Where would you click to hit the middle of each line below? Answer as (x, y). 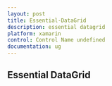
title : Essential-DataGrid (47, 20)
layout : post (26, 14)
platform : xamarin (34, 33)
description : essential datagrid (56, 27)
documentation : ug (34, 47)
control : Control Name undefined (56, 40)
